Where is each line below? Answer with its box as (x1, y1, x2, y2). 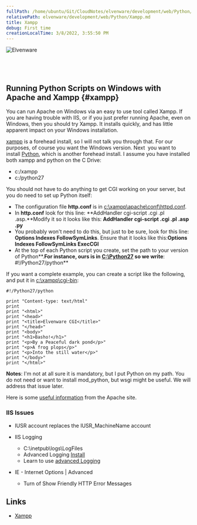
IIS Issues (6, 408, 34, 417)
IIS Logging (14, 433, 42, 440)
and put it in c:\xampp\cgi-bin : (6, 277, 79, 284)
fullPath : (6, 8, 30, 15)
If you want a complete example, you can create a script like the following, (6, 271, 186, 278)
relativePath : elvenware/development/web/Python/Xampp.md (6, 14, 151, 20)
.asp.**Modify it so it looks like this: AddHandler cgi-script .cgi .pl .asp (14, 216, 189, 223)
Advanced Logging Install (23, 451, 85, 458)
